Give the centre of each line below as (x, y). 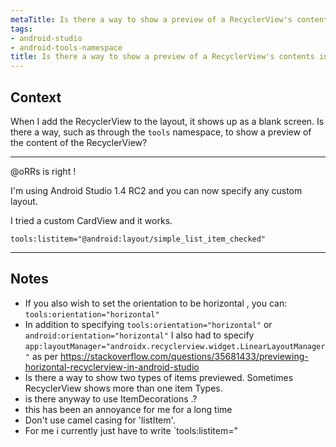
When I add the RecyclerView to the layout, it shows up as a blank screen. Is (167, 121)
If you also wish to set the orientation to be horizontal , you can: (156, 303)
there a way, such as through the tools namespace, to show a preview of (161, 132)
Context (36, 97)
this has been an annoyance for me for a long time (128, 409)
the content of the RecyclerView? (79, 142)
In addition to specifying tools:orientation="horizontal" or (148, 324)
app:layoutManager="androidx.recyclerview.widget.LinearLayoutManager (175, 346)
